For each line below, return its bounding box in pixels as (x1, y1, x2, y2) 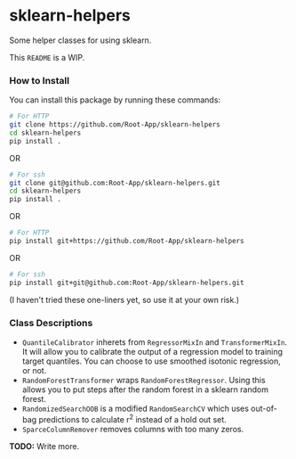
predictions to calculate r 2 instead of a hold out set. (38, 413, 227, 424)
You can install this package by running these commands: (9, 94, 220, 105)
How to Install (9, 74, 69, 86)
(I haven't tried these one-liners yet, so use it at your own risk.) (9, 294, 240, 305)
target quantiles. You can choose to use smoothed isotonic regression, (21, 356, 282, 366)
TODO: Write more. (9, 440, 80, 451)
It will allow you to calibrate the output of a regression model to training (21, 347, 283, 357)
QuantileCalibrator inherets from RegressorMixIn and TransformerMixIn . (21, 337, 287, 348)
